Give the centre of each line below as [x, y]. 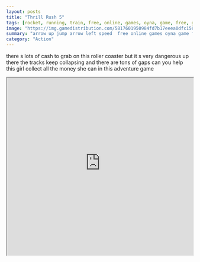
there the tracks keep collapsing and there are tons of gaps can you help [95, 62]
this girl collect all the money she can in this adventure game [80, 68]
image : [14, 28]
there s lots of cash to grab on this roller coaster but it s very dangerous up [98, 56]
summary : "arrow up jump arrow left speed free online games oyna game [98, 34]
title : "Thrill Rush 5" [36, 17]
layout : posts [24, 12]
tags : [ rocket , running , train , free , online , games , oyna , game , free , [98, 23]
